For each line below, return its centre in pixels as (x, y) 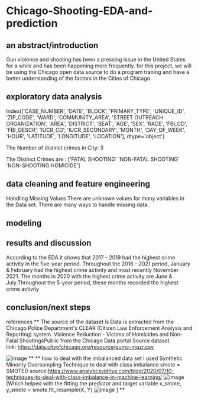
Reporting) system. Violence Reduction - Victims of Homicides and (87, 334)
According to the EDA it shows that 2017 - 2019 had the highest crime (91, 257)
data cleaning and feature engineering (78, 184)
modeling (24, 223)
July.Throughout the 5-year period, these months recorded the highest (92, 283)
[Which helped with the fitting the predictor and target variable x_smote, (94, 383)
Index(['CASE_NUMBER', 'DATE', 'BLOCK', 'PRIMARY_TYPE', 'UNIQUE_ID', (96, 111)
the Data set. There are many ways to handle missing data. (78, 205)
